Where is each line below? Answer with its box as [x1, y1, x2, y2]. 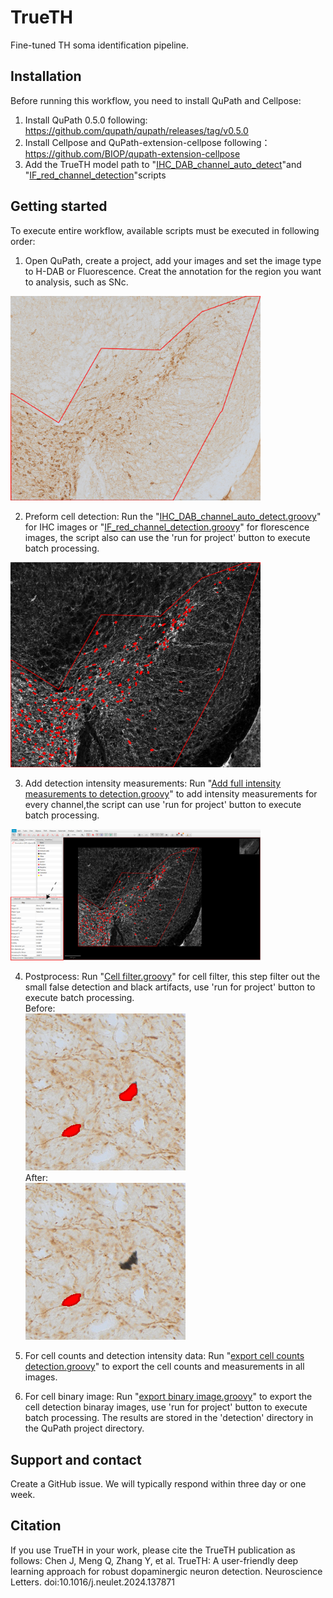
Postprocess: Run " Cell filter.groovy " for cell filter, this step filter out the [24, 971, 321, 983]
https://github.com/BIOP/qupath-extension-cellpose [24, 147, 241, 160]
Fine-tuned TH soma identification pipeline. [10, 39, 190, 51]
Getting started [10, 198, 108, 215]
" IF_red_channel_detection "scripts [24, 169, 167, 181]
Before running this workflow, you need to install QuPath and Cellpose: [10, 94, 302, 106]
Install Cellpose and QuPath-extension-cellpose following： [24, 136, 271, 148]
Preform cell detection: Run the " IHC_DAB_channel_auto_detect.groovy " [24, 511, 322, 523]
